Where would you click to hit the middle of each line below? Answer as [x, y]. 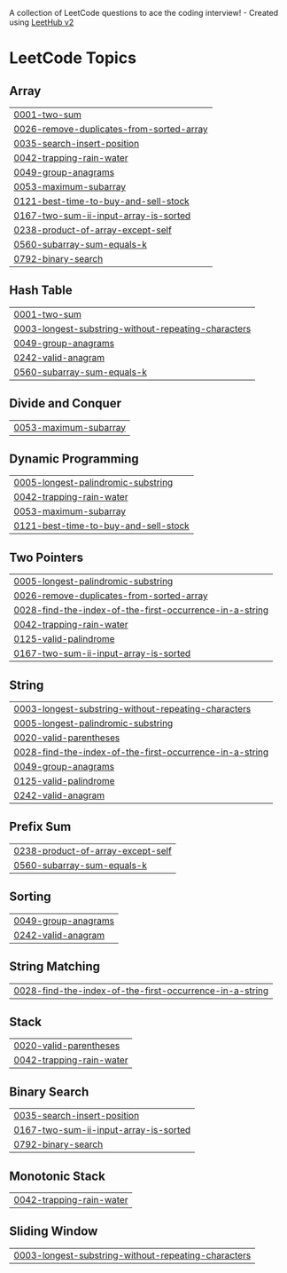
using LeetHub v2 [42, 22]
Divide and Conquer [66, 403]
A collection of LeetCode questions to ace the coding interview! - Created [144, 13]
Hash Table [41, 291]
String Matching [54, 967]
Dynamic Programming [74, 459]
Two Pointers [47, 557]
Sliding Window [54, 1232]
